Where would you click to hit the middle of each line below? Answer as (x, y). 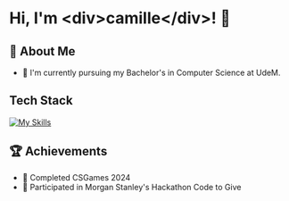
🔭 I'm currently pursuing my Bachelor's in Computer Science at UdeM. (151, 72)
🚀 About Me (42, 51)
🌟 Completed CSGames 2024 (76, 177)
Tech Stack (41, 100)
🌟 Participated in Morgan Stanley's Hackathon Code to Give (132, 187)
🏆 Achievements (58, 151)
